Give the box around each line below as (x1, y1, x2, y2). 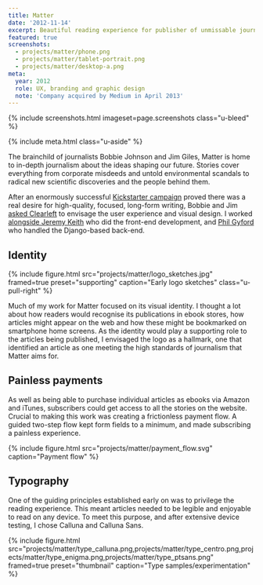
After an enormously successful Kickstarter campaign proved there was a (8, 192, 247, 202)
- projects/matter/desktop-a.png (15, 63, 124, 71)
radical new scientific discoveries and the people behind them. (8, 177, 211, 187)
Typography (8, 474, 69, 488)
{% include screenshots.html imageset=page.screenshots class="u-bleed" (8, 113, 250, 122)
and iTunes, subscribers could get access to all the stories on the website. (8, 403, 248, 412)
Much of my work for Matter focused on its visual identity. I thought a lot (8, 302, 241, 311)
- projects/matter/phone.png (15, 48, 110, 56)
